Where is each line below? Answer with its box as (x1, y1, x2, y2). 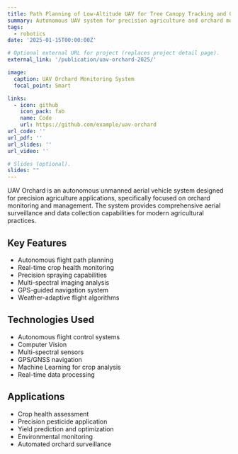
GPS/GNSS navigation (17, 355, 83, 363)
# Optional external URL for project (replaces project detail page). (7, 50, 220, 57)
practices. (7, 217, 37, 225)
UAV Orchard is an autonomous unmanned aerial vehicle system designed (7, 186, 224, 195)
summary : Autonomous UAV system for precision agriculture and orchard (7, 17, 223, 24)
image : (7, 69, 27, 76)
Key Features (7, 237, 67, 249)
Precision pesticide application (17, 417, 108, 426)
